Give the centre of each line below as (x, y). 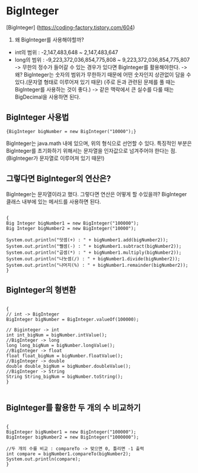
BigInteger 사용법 (38, 117)
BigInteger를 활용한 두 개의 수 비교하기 (74, 407)
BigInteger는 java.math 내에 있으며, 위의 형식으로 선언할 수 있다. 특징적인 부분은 (99, 143)
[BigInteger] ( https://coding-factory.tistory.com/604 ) (71, 27)
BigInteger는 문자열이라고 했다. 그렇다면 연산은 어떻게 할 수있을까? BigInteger (97, 194)
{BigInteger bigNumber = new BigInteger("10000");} (71, 131)
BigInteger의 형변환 (41, 290)
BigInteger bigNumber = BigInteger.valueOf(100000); (73, 320)
